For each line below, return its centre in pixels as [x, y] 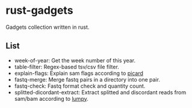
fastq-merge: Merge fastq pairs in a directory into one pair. [87, 79]
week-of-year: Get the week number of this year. [75, 60]
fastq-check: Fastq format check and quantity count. [80, 86]
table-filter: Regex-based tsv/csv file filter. [67, 67]
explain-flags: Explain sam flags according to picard [79, 73]
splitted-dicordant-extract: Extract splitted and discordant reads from [100, 92]
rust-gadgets [39, 10]
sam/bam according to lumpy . [51, 98]
